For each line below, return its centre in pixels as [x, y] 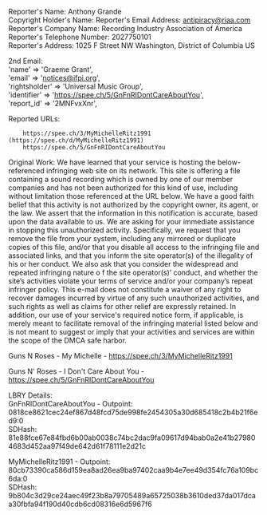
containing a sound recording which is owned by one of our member [121, 179]
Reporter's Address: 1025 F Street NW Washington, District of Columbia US [132, 46]
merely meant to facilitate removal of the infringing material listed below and [133, 323]
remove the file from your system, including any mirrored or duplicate [122, 238]
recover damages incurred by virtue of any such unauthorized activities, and [134, 298]
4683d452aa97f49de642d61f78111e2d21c [77, 446]
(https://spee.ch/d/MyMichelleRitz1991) [77, 141]
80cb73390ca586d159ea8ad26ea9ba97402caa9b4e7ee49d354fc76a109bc [133, 470]
